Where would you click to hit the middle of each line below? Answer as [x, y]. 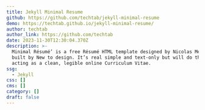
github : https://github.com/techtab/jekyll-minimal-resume [83, 18]
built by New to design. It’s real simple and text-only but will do [102, 57]
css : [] [16, 80]
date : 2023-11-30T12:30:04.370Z [47, 40]
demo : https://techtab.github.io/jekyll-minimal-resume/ [80, 23]
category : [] [23, 92]
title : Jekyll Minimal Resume [45, 12]
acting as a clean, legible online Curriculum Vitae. [81, 63]
